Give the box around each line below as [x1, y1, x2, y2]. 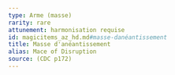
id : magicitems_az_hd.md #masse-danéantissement [8, 33, 168, 41]
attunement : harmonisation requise [8, 26, 125, 34]
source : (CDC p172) [8, 55, 73, 63]
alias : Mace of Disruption [8, 48, 97, 55]
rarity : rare [8, 19, 51, 27]
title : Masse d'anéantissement [8, 41, 111, 48]
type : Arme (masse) [8, 11, 73, 20]
